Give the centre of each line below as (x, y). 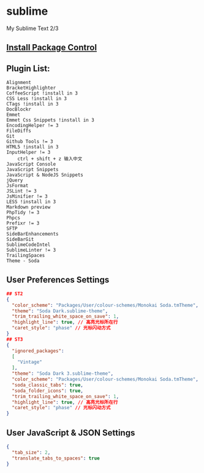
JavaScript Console (31, 164)
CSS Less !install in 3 (37, 99)
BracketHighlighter (31, 88)
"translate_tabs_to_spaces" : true (56, 458)
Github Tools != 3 (30, 142)
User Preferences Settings (58, 279)
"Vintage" (30, 362)
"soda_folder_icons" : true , (48, 391)
